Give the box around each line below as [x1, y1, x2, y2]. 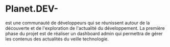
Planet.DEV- [5, 3, 59, 15]
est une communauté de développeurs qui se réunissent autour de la [5, 20, 150, 26]
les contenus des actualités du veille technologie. [5, 36, 109, 42]
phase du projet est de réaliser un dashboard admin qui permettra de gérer [5, 30, 163, 36]
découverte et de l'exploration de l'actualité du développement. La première [5, 25, 165, 31]
